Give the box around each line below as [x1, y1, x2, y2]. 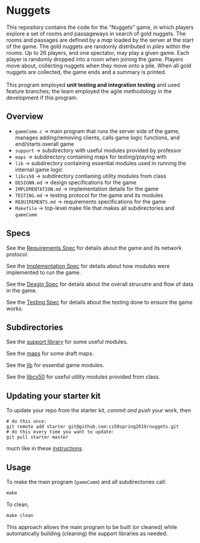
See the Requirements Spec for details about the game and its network [6, 244, 182, 251]
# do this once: [6, 418, 47, 425]
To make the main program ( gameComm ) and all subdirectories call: [6, 479, 167, 485]
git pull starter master [6, 435, 69, 441]
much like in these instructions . [6, 445, 84, 452]
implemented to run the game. [6, 269, 81, 276]
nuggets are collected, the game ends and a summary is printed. [6, 68, 167, 75]
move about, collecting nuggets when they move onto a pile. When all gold [6, 61, 192, 69]
